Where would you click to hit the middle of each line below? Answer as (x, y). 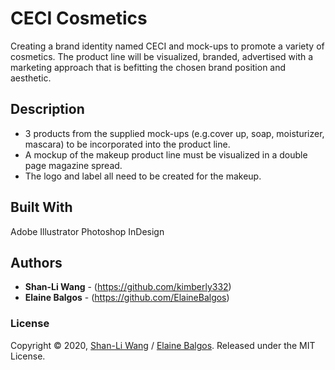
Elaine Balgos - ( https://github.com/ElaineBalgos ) (127, 298)
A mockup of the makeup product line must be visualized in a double (166, 154)
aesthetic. (31, 78)
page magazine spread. (73, 165)
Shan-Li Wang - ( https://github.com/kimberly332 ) (128, 287)
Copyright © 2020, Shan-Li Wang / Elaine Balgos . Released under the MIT (163, 345)
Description (47, 109)
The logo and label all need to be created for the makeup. (143, 176)
